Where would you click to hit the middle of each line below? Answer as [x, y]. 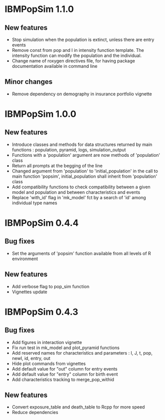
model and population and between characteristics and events [76, 192]
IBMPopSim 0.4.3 [41, 312]
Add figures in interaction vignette [47, 342]
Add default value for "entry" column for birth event [65, 374]
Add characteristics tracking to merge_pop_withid [63, 379]
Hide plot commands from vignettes [49, 364]
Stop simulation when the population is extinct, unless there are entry [83, 39]
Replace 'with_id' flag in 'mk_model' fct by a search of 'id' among [79, 197]
